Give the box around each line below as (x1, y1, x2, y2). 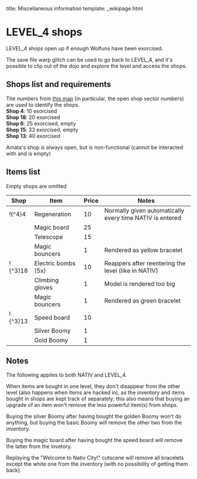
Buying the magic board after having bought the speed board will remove (6, 437, 183, 444)
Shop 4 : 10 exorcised (6, 107, 57, 114)
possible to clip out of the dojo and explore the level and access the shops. (6, 62, 187, 69)
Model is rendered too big (104, 280, 175, 288)
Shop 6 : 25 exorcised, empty (6, 120, 76, 127)
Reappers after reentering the (104, 259, 186, 267)
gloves (34, 283, 53, 291)
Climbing (34, 276, 59, 284)
